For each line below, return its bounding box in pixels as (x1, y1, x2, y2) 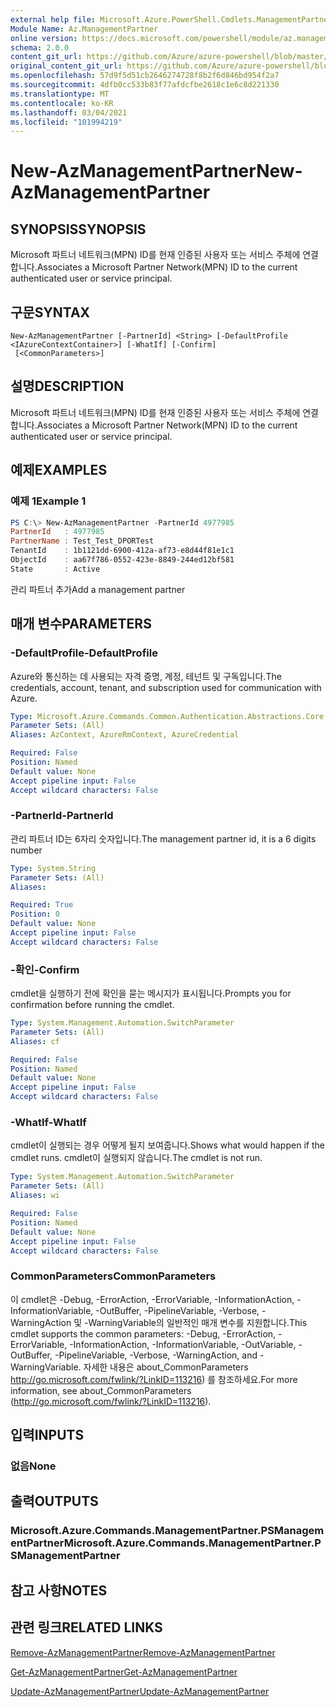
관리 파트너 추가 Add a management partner (10, 583, 186, 595)
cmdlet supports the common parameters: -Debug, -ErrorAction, (10, 1327, 277, 1340)
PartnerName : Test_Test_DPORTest (10, 536, 155, 546)
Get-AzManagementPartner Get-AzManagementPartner (10, 1666, 238, 1678)
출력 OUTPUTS (10, 1493, 99, 1510)
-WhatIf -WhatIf (10, 1116, 87, 1130)
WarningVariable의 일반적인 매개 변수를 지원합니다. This (88, 1316, 308, 1328)
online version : (10, 33, 78, 43)
